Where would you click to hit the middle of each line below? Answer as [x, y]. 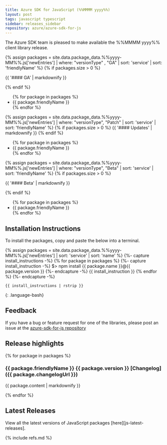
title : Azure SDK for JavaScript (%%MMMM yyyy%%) [58, 10]
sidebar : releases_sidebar [33, 24]
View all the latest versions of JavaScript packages [58, 423]
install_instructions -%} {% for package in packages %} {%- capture [76, 261]
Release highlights [35, 344]
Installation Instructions [43, 229]
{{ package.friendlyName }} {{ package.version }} [67, 368]
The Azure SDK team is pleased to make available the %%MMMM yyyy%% [83, 42]
